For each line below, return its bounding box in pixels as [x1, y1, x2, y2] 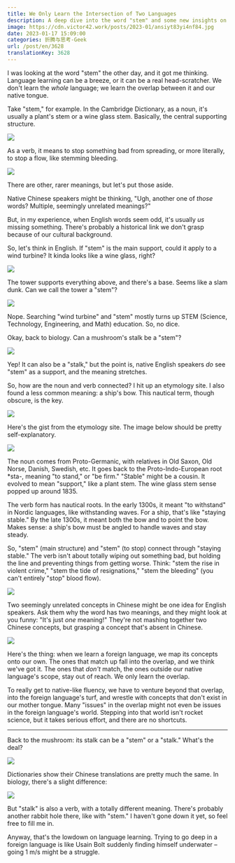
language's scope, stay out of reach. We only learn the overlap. [7, 672, 190, 680]
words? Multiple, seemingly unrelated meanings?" [7, 202, 151, 210]
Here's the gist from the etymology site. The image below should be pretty [7, 423, 222, 431]
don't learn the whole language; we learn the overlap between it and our [7, 84, 215, 92]
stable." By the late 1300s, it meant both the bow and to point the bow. [7, 515, 210, 524]
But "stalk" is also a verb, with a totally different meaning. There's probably [7, 804, 224, 812]
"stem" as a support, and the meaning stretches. [7, 367, 148, 376]
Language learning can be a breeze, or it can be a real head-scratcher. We [7, 76, 222, 84]
